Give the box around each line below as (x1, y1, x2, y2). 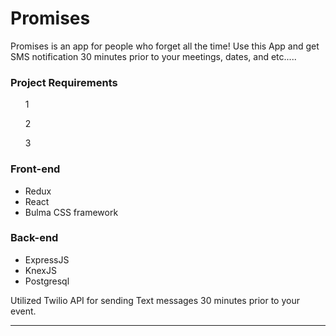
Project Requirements (10, 75, 118, 89)
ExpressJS (24, 253, 70, 266)
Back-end (10, 231, 59, 245)
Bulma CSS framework (24, 206, 119, 218)
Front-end (10, 162, 61, 176)
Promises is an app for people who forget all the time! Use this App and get (10, 40, 320, 52)
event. (10, 305, 37, 317)
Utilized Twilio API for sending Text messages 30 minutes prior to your (10, 294, 300, 306)
